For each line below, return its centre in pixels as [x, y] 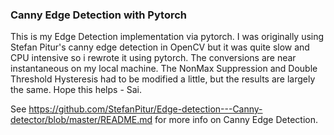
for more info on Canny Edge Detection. [236, 120]
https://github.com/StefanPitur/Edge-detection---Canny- [145, 109]
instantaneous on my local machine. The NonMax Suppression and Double [164, 69]
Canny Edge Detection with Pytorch [98, 15]
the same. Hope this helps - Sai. [76, 90]
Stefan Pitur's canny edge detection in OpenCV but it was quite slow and [160, 47]
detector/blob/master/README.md [81, 120]
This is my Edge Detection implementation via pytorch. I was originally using [167, 37]
